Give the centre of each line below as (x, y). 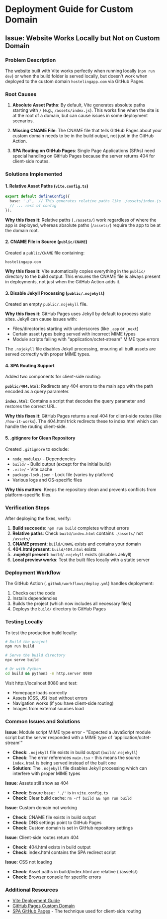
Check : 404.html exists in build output (51, 847)
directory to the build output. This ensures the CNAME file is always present (83, 276)
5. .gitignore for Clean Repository (40, 438)
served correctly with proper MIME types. (48, 354)
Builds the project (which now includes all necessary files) (72, 604)
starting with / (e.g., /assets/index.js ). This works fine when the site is (85, 110)
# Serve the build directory (35, 655)
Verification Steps (27, 507)
